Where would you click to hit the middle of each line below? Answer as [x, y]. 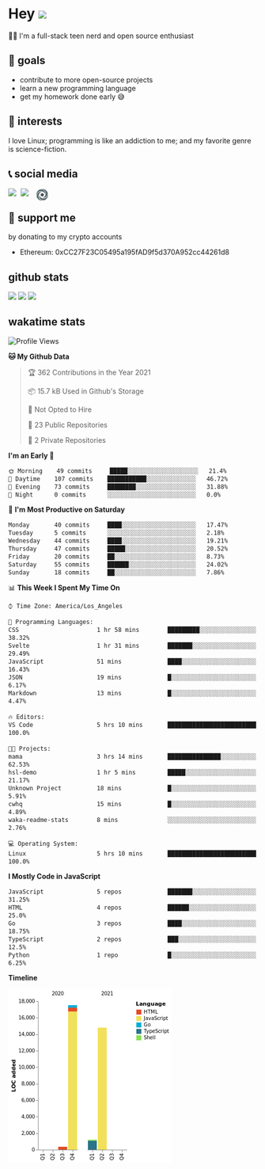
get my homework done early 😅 [72, 97]
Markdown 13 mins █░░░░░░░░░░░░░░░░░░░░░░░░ [132, 693]
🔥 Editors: [26, 717]
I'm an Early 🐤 [31, 455]
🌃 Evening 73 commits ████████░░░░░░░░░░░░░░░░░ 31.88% [118, 487]
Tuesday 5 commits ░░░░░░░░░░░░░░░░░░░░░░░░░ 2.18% [116, 533]
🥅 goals [27, 61]
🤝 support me [42, 217]
